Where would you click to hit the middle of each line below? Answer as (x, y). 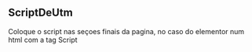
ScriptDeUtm (40, 13)
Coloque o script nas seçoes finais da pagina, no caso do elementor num (126, 31)
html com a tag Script (43, 40)
